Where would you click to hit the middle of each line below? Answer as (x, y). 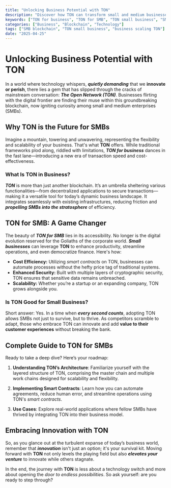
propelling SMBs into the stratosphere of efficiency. (61, 207)
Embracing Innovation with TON (57, 431)
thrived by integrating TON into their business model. (68, 414)
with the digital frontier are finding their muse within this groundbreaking (81, 100)
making (13, 197)
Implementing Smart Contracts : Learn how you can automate (78, 388)
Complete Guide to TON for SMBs (59, 345)
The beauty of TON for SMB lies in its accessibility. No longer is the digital (83, 235)
